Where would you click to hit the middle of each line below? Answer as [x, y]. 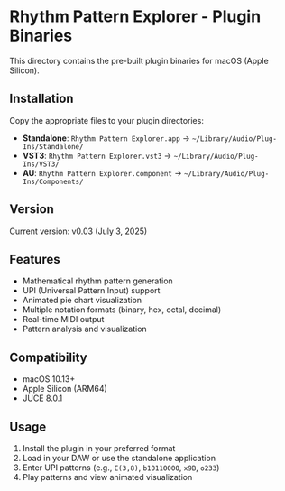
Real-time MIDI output [63, 320]
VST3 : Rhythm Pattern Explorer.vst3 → [97, 155]
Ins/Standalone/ [53, 146]
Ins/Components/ [53, 181]
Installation [41, 99]
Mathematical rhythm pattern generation [97, 281]
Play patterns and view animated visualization [107, 477]
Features [35, 259]
